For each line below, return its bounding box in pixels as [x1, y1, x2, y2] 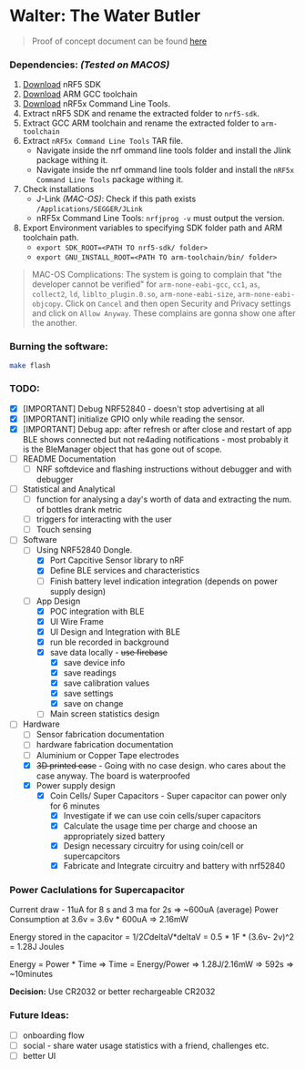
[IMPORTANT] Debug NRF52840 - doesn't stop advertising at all [22, 402, 265, 414]
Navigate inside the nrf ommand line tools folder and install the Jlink [36, 145, 291, 156]
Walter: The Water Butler [9, 5, 201, 26]
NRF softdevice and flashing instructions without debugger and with [36, 463, 292, 474]
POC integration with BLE [49, 606, 145, 616]
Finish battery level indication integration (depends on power [49, 575, 279, 586]
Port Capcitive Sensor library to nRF [49, 555, 185, 565]
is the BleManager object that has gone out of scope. [22, 443, 223, 454]
